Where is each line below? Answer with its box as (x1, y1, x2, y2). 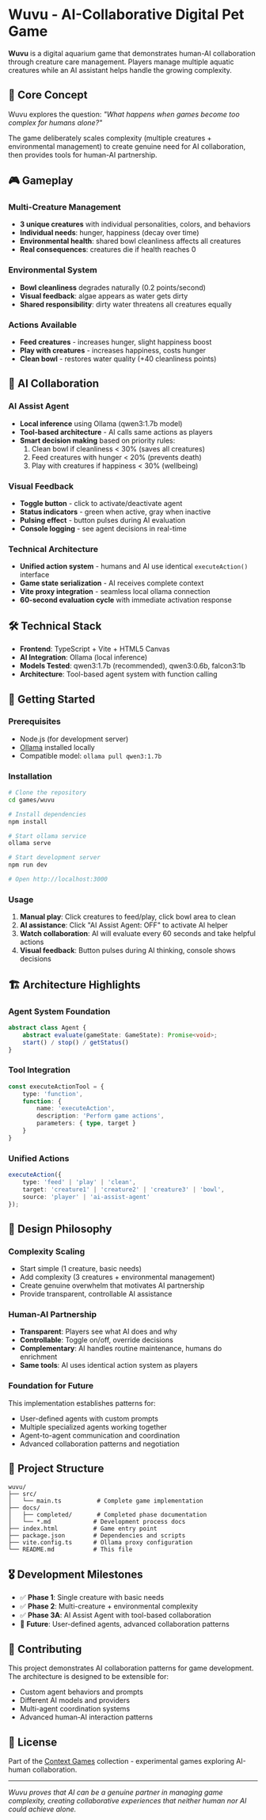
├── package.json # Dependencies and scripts (8, 1531, 186, 1540)
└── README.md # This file (8, 1545, 133, 1553)
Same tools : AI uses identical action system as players (19, 1361, 198, 1370)
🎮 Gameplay (8, 174, 74, 188)
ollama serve (8, 840, 51, 847)
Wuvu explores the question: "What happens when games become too (8, 109, 240, 119)
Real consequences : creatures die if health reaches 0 (19, 245, 196, 254)
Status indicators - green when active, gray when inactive (19, 507, 211, 516)
